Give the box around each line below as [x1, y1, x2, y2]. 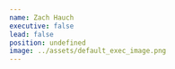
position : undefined [9, 38, 87, 47]
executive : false [9, 22, 74, 30]
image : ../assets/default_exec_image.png [9, 47, 167, 56]
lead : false [9, 30, 54, 39]
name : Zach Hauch [9, 13, 74, 22]
